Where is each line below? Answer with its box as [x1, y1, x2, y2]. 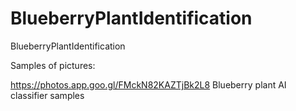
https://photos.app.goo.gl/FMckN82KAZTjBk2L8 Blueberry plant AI [10, 78, 287, 91]
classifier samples [10, 89, 85, 101]
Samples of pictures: [10, 59, 96, 71]
